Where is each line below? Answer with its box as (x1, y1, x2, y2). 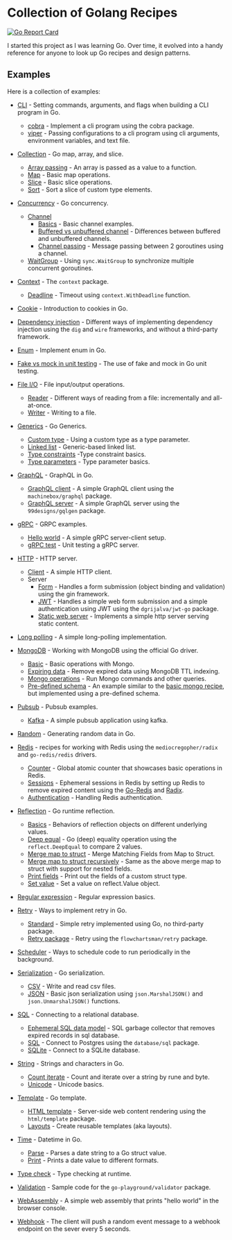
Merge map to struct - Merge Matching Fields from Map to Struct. (27, 849, 215, 858)
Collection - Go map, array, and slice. (17, 149, 124, 158)
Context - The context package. (17, 277, 109, 285)
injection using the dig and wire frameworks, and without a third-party (17, 325, 218, 333)
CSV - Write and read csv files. (27, 982, 116, 990)
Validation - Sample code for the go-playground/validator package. (17, 1182, 211, 1191)
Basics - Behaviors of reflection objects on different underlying (27, 820, 208, 828)
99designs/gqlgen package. (27, 506, 106, 514)
